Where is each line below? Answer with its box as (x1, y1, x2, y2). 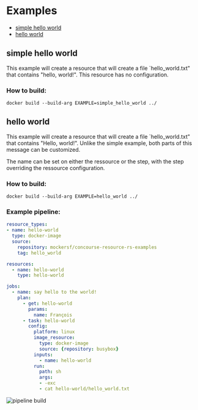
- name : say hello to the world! (12, 289, 97, 296)
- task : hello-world (22, 318, 75, 324)
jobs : (6, 283, 20, 289)
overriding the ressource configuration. (6, 164, 105, 171)
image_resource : (33, 335, 75, 341)
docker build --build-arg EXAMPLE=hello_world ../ (6, 193, 138, 199)
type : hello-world (17, 272, 64, 278)
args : (38, 375, 53, 381)
